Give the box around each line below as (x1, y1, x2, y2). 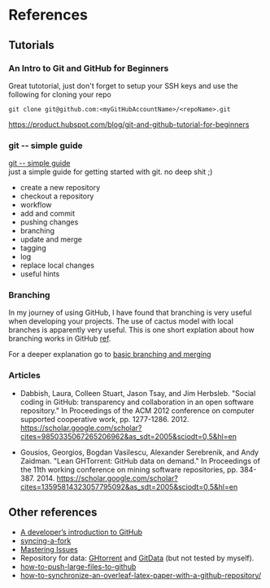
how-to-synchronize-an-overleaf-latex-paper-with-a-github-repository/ (20, 570, 262, 580)
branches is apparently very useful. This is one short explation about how (8, 325, 255, 335)
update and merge (20, 234, 83, 245)
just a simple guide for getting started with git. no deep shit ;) (8, 167, 213, 176)
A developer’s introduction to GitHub (20, 527, 143, 537)
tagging (20, 243, 46, 253)
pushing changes (20, 217, 79, 227)
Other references (8, 506, 98, 520)
